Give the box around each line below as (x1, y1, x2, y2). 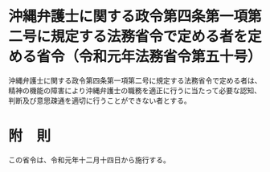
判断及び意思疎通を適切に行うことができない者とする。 (8, 96, 191, 105)
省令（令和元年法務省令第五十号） (36, 47, 263, 66)
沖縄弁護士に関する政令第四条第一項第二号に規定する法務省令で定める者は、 (8, 76, 262, 85)
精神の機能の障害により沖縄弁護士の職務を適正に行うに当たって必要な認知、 (8, 85, 262, 95)
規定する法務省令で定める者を (51, 27, 248, 46)
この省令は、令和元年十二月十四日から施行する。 (8, 154, 170, 165)
